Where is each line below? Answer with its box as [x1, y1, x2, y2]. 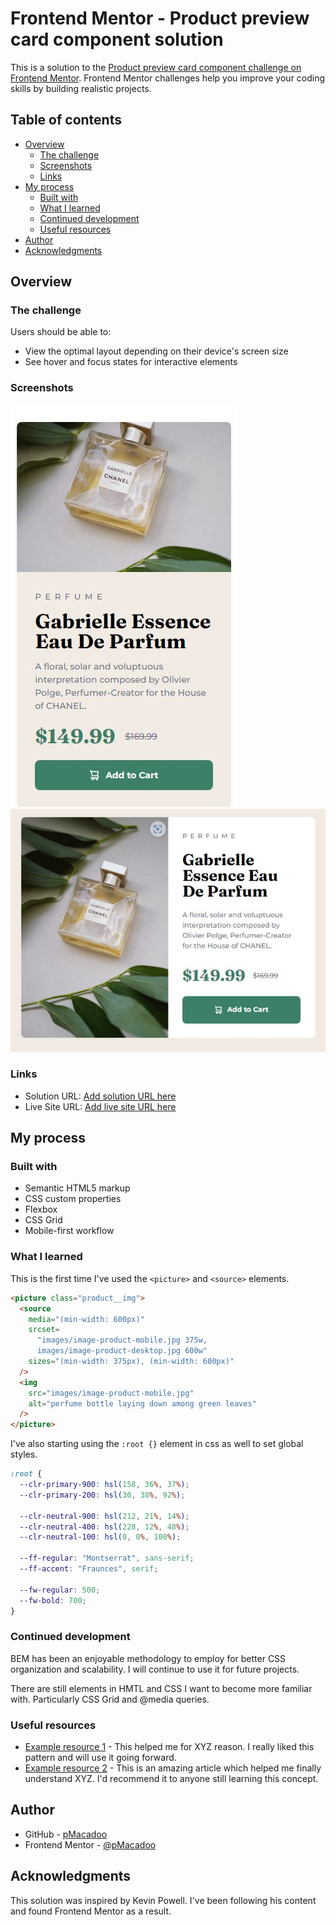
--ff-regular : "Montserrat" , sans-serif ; [19, 1553, 195, 1564]
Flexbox [24, 1203, 58, 1216]
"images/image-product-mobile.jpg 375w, [36, 1335, 208, 1346]
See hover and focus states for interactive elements [24, 356, 238, 368]
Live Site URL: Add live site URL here [24, 1100, 177, 1112]
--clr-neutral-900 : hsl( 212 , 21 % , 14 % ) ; [19, 1511, 190, 1521]
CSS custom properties [24, 1193, 122, 1205]
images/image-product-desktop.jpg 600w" [36, 1346, 208, 1356]
